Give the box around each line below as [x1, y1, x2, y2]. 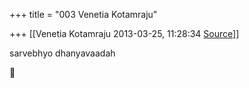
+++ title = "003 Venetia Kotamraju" [9, 9, 158, 20]
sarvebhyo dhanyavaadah [9, 47, 116, 59]
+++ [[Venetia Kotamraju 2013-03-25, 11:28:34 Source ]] [9, 28, 240, 39]
